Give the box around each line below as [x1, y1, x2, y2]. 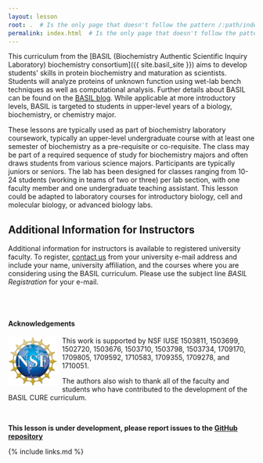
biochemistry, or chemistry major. [8, 110, 117, 119]
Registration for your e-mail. [8, 277, 99, 286]
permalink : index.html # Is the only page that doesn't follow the [8, 29, 236, 37]
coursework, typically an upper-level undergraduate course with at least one [8, 133, 255, 143]
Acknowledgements [8, 319, 76, 328]
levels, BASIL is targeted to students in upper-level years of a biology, [8, 102, 232, 111]
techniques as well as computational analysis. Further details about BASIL [8, 85, 246, 94]
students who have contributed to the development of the [62, 385, 248, 394]
